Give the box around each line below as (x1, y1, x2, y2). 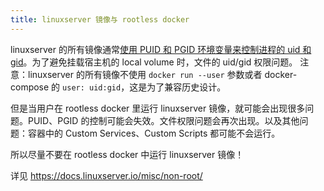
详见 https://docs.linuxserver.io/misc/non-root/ (10, 169, 203, 181)
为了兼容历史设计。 (146, 81, 227, 93)
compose (10, 81, 50, 93)
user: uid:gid (62, 82, 122, 93)
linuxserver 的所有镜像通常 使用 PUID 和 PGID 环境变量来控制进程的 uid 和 (10, 43, 312, 55)
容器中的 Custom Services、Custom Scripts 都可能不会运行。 (27, 127, 281, 139)
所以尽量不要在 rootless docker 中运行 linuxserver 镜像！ (10, 148, 245, 160)
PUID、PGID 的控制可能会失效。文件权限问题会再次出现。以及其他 (27, 114, 300, 126)
